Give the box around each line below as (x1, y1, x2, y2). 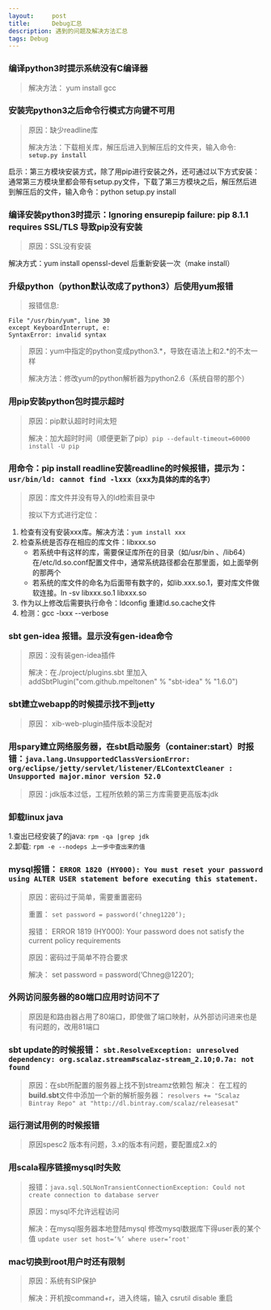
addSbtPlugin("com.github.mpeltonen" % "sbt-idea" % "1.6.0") (28, 676, 239, 686)
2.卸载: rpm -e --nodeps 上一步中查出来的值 (8, 841, 146, 852)
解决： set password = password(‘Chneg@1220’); (28, 969, 194, 979)
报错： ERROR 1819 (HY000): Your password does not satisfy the (28, 926, 245, 936)
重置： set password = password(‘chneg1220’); (28, 909, 186, 919)
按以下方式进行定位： (28, 510, 100, 520)
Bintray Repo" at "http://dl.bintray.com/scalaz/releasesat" (28, 1100, 239, 1108)
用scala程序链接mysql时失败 (8, 1162, 121, 1173)
